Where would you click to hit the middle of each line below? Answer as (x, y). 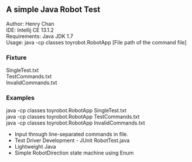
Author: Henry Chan (30, 23)
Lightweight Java (35, 147)
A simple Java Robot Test (53, 10)
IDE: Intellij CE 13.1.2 (30, 30)
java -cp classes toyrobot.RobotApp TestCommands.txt (73, 117)
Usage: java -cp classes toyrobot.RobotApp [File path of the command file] (97, 42)
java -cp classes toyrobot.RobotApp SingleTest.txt (66, 111)
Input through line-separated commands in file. (71, 135)
